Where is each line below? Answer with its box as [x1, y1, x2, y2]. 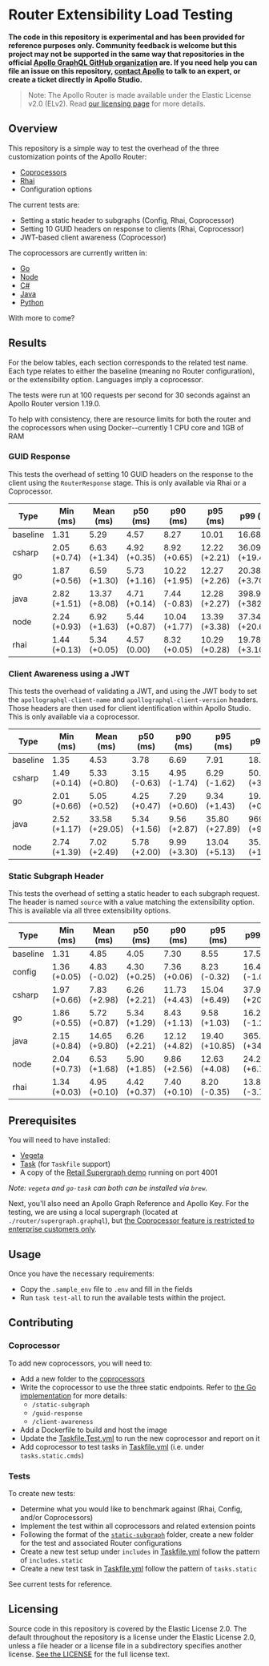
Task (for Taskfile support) [19, 1160, 110, 1169]
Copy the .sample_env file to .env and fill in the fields [19, 1285, 194, 1294]
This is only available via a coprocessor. [8, 712, 140, 722]
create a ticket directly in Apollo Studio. [8, 75, 143, 84]
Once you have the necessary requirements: [8, 1269, 155, 1279]
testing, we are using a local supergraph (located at [8, 1208, 179, 1217]
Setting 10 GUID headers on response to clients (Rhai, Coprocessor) [19, 224, 244, 233]
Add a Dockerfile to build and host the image [19, 1425, 168, 1434]
